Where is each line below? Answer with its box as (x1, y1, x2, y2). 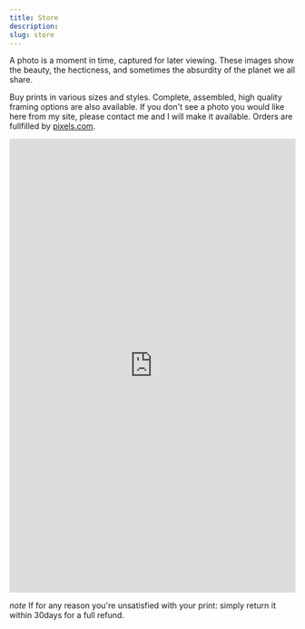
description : (9, 22, 59, 31)
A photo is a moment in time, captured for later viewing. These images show (9, 55, 295, 66)
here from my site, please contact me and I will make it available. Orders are (9, 111, 293, 123)
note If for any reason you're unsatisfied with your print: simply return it (9, 600, 277, 611)
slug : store (9, 30, 54, 39)
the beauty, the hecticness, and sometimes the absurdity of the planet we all (9, 64, 296, 75)
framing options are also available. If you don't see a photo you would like (9, 102, 285, 113)
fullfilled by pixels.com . (9, 121, 96, 132)
